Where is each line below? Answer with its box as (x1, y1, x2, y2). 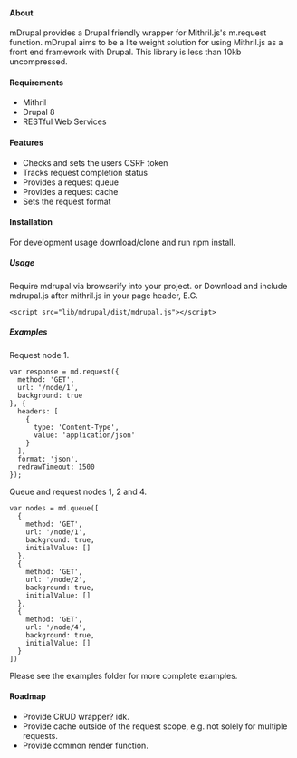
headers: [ (17, 406, 59, 416)
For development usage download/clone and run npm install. (9, 237, 236, 248)
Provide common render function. (22, 740, 149, 751)
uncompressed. (9, 56, 68, 67)
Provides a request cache (22, 186, 119, 197)
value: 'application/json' (33, 431, 136, 440)
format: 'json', (17, 454, 79, 463)
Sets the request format (22, 196, 111, 207)
